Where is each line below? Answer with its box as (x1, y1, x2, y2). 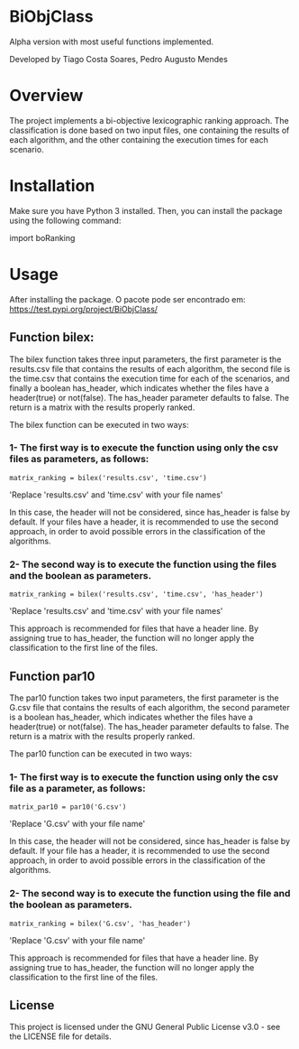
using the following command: (9, 215, 122, 226)
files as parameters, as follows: (9, 453, 149, 466)
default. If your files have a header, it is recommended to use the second (9, 516, 279, 527)
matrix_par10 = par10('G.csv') (9, 803, 127, 812)
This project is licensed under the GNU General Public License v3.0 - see (9, 1022, 281, 1033)
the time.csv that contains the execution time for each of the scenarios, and (9, 373, 290, 384)
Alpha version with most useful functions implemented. (9, 36, 214, 47)
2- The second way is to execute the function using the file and (9, 887, 291, 900)
